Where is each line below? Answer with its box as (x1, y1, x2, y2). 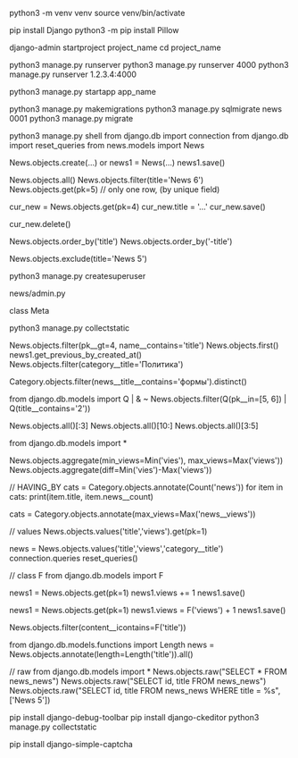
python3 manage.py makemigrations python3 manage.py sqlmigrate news (9, 104, 283, 114)
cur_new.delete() (9, 219, 71, 229)
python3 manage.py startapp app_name (9, 87, 157, 97)
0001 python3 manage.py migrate (9, 114, 134, 123)
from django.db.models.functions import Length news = (9, 639, 215, 650)
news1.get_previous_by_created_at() (9, 350, 143, 360)
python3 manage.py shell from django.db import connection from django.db (9, 131, 289, 141)
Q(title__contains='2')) (9, 403, 91, 414)
